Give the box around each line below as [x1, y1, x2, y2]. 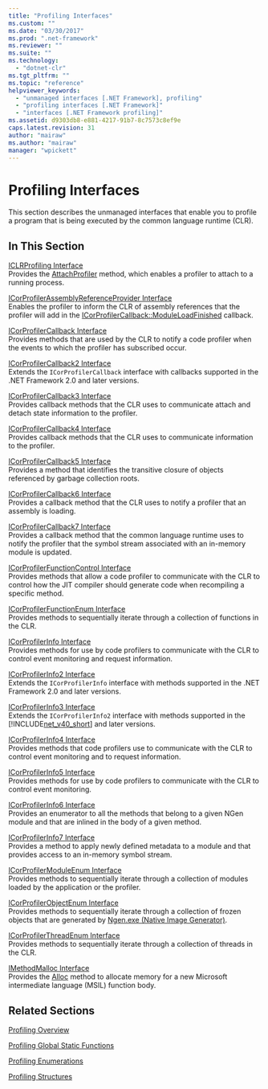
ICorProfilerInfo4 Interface [8, 735, 96, 744]
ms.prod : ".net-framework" [8, 34, 99, 43]
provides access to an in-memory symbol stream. [8, 850, 173, 860]
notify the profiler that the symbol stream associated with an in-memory [8, 539, 246, 549]
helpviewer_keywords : [8, 86, 81, 95]
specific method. [8, 588, 64, 599]
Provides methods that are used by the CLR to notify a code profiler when [8, 334, 252, 344]
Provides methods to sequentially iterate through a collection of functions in [8, 612, 259, 623]
